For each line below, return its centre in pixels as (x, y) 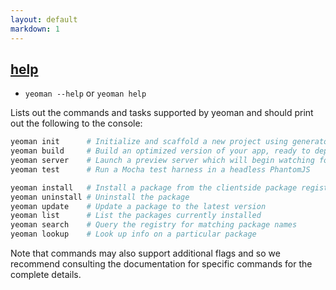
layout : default (44, 19)
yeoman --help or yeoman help (85, 93)
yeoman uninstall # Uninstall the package (100, 197)
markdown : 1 (35, 29)
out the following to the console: (76, 123)
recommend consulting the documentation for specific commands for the (161, 264)
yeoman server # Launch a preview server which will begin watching (162, 161)
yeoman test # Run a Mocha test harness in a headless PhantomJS (160, 169)
